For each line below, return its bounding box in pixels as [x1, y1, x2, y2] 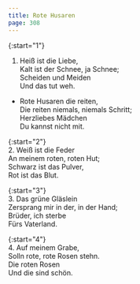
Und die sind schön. [8, 267, 73, 277]
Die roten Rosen [8, 260, 61, 269]
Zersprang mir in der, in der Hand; [8, 202, 118, 211]
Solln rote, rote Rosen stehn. [8, 251, 100, 260]
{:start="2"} [8, 136, 46, 146]
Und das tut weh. [19, 80, 76, 91]
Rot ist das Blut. [8, 170, 59, 180]
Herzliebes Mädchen [19, 113, 88, 122]
